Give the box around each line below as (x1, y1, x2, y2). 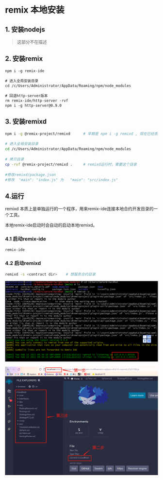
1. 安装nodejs (5, 25, 45, 34)
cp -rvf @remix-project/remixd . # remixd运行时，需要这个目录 (5, 162, 137, 167)
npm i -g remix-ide (5, 69, 45, 73)
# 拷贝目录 (5, 157, 24, 162)
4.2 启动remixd (5, 260, 41, 267)
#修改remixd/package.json (5, 172, 56, 177)
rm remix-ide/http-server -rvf (5, 98, 68, 103)
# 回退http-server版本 (5, 93, 48, 98)
